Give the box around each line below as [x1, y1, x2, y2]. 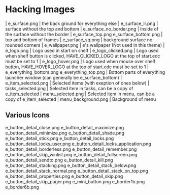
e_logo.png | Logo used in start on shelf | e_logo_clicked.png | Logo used [5, 47, 159, 53]
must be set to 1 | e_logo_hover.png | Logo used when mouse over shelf [5, 58, 156, 64]
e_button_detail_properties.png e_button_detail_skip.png [5, 173, 123, 179]
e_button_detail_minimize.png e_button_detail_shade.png [5, 130, 124, 136]
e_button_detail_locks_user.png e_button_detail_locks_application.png [5, 141, 151, 147]
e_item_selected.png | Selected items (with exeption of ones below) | [5, 80, 150, 86]
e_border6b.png [5, 184, 39, 190]
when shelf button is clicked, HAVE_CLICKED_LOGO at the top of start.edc [5, 52, 161, 59]
